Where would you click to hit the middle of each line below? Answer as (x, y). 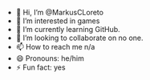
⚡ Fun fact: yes (41, 67)
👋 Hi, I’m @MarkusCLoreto (60, 12)
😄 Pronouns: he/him (50, 58)
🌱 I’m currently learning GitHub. (68, 29)
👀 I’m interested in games (58, 21)
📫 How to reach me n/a (55, 47)
